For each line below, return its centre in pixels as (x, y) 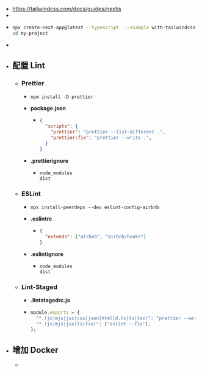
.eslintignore (47, 254)
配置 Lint (29, 66)
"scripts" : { (61, 126)
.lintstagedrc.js (50, 300)
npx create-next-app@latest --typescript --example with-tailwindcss (104, 27)
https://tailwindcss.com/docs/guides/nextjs (67, 9)
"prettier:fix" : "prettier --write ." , (101, 138)
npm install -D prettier (62, 97)
